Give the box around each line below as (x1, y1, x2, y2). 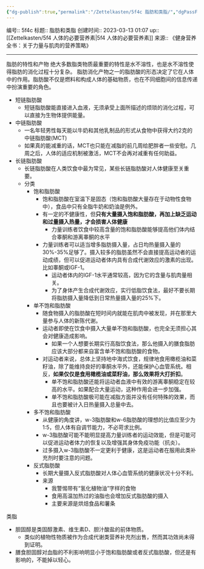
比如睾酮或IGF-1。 (42, 263, 88, 271)
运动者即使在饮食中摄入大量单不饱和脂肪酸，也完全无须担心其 (42, 324, 197, 332)
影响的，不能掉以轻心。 (15, 556, 74, 564)
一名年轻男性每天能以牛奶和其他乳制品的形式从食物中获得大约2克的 (24, 126, 193, 134)
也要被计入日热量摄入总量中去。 (56, 400, 137, 408)
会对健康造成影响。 (42, 332, 91, 339)
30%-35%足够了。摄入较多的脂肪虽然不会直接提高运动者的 (42, 248, 191, 256)
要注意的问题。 (58, 454, 96, 461)
